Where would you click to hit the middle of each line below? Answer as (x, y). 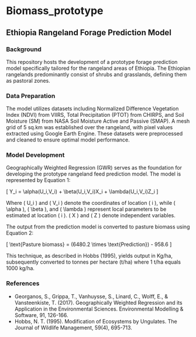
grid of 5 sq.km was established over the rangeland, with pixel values (90, 127)
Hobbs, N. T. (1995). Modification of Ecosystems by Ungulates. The (96, 321)
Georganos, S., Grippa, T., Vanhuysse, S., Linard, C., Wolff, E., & (91, 296)
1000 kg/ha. (20, 268)
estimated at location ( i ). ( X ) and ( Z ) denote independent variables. (91, 215)
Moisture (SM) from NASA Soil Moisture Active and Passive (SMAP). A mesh (98, 121)
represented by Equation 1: (38, 180)
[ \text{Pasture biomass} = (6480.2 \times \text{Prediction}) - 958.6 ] (89, 244)
